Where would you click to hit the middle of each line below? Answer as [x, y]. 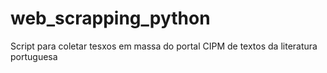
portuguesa [34, 56]
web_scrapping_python [110, 18]
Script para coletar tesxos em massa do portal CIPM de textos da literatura [164, 46]
